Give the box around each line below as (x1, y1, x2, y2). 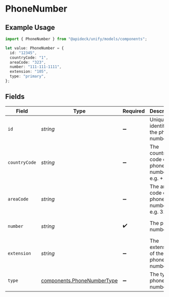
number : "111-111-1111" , (10, 64, 62, 70)
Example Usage (5, 23, 55, 32)
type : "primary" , (10, 74, 46, 79)
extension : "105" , (10, 69, 49, 74)
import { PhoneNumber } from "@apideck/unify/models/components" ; (5, 36, 147, 41)
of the (149, 250, 164, 257)
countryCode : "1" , (10, 55, 49, 60)
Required (122, 107, 145, 114)
